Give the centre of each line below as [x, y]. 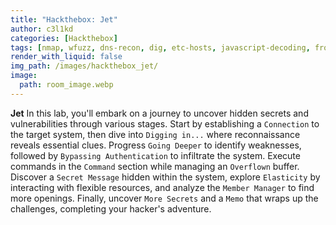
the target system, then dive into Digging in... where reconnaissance [155, 134]
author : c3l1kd [42, 29]
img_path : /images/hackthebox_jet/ [84, 66]
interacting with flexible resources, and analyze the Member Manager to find [162, 187]
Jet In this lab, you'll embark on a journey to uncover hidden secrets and [159, 113]
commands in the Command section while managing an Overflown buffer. [155, 166]
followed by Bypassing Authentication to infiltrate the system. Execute [155, 155]
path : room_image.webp [66, 85]
